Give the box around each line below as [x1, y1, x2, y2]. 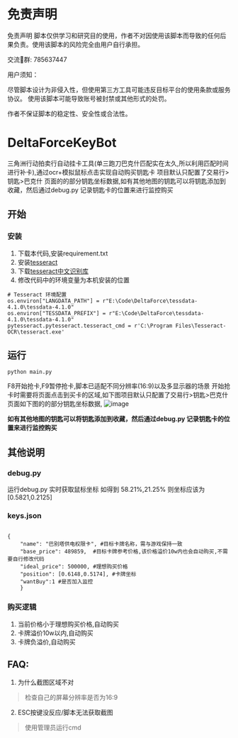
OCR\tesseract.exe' [7, 328, 65, 336]
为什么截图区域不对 [17, 678, 74, 687]
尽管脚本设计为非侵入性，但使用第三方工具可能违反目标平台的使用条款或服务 [7, 85, 231, 94]
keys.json [7, 510, 42, 520]
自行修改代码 [12, 556, 45, 563]
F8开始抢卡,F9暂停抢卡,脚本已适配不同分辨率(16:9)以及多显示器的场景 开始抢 [7, 382, 231, 390]
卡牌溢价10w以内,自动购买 [17, 629, 93, 637]
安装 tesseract [17, 258, 58, 266]
